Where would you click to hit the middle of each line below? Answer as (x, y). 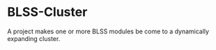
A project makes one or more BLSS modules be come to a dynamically (108, 31)
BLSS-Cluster (47, 12)
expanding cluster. (34, 38)
